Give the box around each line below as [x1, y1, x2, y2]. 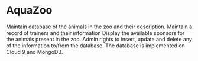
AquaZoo [6, 4, 53, 17]
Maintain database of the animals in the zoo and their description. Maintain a [6, 23, 193, 30]
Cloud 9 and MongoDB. [6, 48, 63, 55]
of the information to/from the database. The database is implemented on [6, 42, 185, 49]
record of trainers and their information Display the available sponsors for [6, 29, 185, 36]
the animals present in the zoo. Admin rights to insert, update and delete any [6, 36, 192, 43]
